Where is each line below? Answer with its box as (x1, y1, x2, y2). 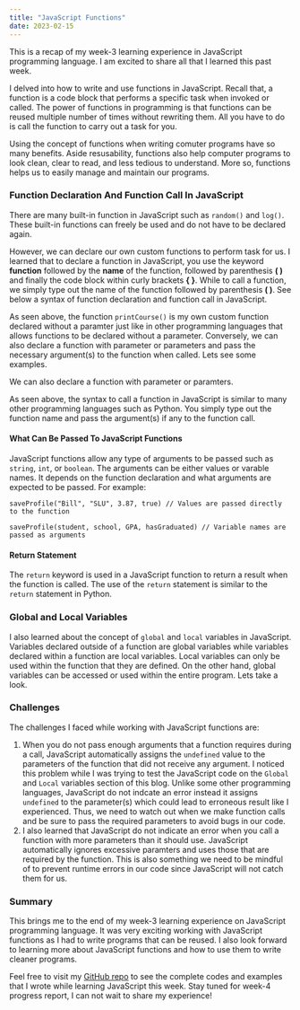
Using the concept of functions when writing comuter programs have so (9, 138, 276, 149)
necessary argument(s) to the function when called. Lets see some (9, 349, 257, 360)
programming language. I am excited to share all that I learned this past (9, 56, 271, 66)
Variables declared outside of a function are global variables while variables (9, 641, 289, 652)
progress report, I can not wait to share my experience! (9, 990, 212, 1001)
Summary (9, 895, 54, 908)
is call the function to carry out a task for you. (9, 120, 177, 131)
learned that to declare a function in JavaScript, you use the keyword (9, 255, 264, 266)
